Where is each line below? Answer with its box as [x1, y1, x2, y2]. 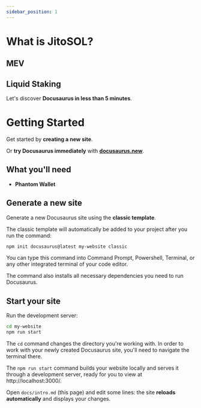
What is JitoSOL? [6, 34, 94, 48]
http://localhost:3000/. [6, 377, 62, 385]
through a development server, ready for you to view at [6, 371, 143, 378]
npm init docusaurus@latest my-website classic [6, 244, 128, 250]
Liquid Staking [6, 79, 61, 89]
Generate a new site [6, 198, 83, 208]
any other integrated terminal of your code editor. [6, 260, 128, 268]
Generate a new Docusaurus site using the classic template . [6, 214, 156, 221]
